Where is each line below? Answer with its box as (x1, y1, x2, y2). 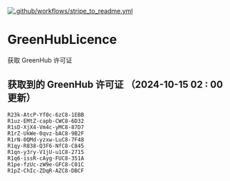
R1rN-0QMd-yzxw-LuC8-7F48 (7, 136, 84, 143)
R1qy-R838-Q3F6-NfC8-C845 (7, 142, 84, 149)
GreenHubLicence (7, 32, 117, 48)
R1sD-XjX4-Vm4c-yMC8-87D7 (7, 124, 84, 131)
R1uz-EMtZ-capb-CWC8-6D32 (7, 117, 84, 124)
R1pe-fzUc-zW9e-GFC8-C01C (7, 160, 84, 168)
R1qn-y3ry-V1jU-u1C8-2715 (7, 148, 84, 155)
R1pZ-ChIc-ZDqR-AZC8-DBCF (7, 167, 84, 174)
